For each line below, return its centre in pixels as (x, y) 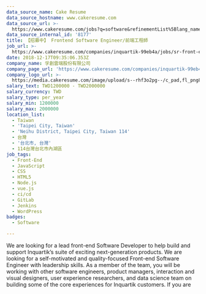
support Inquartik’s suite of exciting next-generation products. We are (94, 252)
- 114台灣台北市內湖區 (37, 149)
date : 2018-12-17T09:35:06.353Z (48, 58)
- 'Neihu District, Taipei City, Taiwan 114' (71, 132)
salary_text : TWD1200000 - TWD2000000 (56, 86)
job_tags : (19, 154)
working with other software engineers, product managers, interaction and (101, 271)
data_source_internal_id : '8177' (49, 35)
